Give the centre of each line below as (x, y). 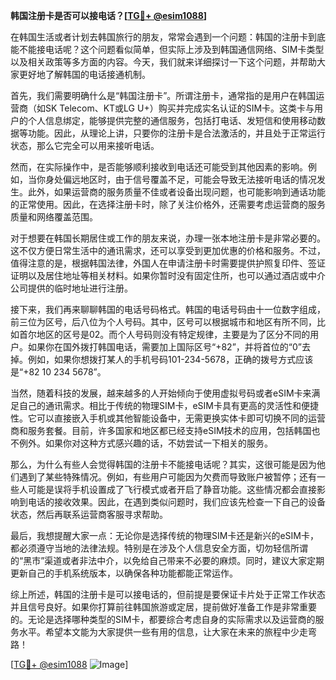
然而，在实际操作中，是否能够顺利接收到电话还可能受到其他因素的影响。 (159, 167)
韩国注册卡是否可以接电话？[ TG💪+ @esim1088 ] (109, 15)
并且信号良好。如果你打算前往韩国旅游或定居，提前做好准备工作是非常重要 (163, 607)
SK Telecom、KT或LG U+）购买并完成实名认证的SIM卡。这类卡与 (179, 108)
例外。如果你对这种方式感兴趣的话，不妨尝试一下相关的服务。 (145, 443)
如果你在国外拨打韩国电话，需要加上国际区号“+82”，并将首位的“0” (164, 347)
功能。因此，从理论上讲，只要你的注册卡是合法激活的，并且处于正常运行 (176, 133)
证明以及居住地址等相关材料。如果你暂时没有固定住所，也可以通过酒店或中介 (168, 275)
